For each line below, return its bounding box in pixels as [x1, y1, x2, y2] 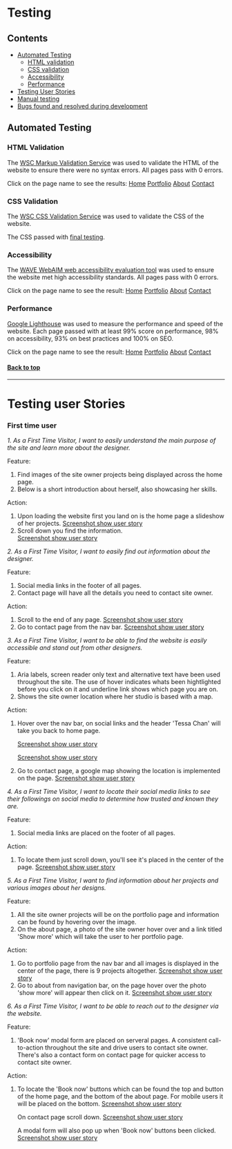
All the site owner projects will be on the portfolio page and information [17, 911, 220, 919]
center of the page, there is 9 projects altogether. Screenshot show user [17, 967, 223, 975]
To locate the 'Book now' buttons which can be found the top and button [17, 1085, 224, 1093]
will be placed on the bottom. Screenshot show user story [17, 1100, 182, 1108]
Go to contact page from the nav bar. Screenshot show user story [17, 623, 204, 632]
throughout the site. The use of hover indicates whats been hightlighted [17, 678, 221, 686]
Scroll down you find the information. [17, 526, 123, 535]
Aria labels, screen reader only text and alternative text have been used [17, 670, 221, 678]
